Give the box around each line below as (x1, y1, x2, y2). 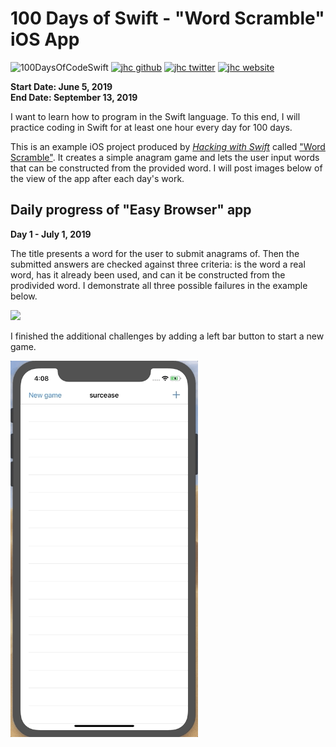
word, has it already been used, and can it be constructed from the (10, 268, 286, 281)
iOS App (10, 28, 80, 51)
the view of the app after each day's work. (10, 172, 185, 184)
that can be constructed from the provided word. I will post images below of (10, 162, 323, 174)
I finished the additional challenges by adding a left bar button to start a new (10, 330, 325, 342)
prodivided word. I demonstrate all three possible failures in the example (10, 279, 308, 291)
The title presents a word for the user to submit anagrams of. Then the (10, 247, 300, 259)
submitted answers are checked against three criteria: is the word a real (10, 258, 306, 270)
